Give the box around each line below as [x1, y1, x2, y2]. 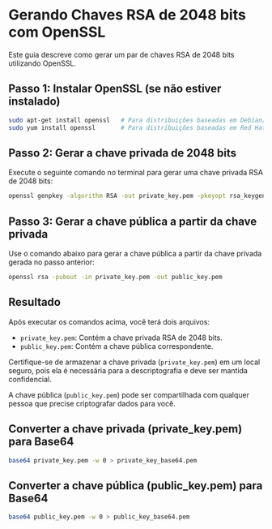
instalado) [8, 95, 61, 109]
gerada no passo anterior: [8, 257, 95, 267]
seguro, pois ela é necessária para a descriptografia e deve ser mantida [8, 365, 249, 375]
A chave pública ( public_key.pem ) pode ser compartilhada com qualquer [8, 389, 249, 399]
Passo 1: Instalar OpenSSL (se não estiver [8, 82, 222, 96]
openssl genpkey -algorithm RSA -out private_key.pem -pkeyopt [8, 192, 227, 200]
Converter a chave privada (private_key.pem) [8, 422, 243, 436]
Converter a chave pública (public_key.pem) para [8, 479, 263, 492]
